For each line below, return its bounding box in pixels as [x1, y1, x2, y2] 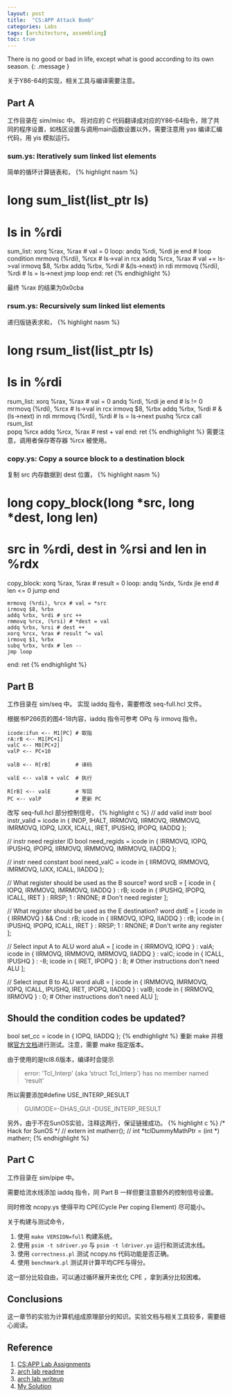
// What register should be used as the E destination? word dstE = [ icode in [7, 907, 223, 915]
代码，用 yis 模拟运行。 [7, 133, 74, 142]
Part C [7, 1154, 35, 1166]
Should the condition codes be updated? [7, 1013, 186, 1024]
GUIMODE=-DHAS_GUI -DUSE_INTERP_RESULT [24, 1104, 161, 1112]
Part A [7, 97, 35, 109]
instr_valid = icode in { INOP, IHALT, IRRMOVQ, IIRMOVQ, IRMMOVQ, [7, 817, 201, 825]
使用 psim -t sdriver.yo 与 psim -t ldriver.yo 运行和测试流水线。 [17, 1240, 209, 1249]
